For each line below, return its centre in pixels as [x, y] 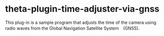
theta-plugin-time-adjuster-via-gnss [82, 9]
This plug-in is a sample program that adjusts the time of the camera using [81, 22]
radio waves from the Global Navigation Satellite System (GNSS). [72, 28]
